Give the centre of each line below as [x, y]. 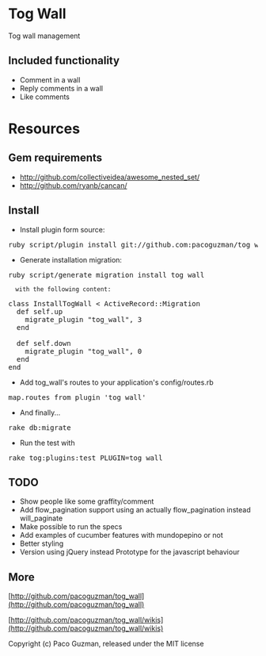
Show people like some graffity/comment [87, 501]
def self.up [40, 311]
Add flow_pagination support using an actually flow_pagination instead [135, 510]
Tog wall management [44, 36]
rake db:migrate [40, 428]
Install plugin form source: [62, 229]
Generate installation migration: [71, 259]
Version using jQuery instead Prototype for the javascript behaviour [129, 552]
